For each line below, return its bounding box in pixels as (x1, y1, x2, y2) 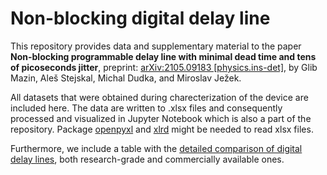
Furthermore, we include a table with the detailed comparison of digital (10, 142, 303, 154)
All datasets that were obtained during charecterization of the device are (10, 91, 309, 103)
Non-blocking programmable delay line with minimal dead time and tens (10, 50, 317, 62)
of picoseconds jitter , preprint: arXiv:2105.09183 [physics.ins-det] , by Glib (10, 61, 318, 73)
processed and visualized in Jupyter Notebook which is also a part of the (10, 112, 312, 124)
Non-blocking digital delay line (10, 7, 271, 30)
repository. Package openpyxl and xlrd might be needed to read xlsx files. (10, 123, 314, 135)
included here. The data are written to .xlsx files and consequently (10, 102, 283, 114)
